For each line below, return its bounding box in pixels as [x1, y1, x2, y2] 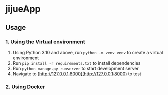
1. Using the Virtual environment [5, 38, 85, 45]
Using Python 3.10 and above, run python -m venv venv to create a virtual [12, 49, 163, 55]
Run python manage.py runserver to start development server [12, 65, 139, 71]
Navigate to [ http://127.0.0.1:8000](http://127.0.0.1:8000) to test [12, 71, 141, 77]
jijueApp [5, 3, 41, 15]
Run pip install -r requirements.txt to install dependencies [12, 60, 141, 66]
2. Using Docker [5, 83, 45, 90]
